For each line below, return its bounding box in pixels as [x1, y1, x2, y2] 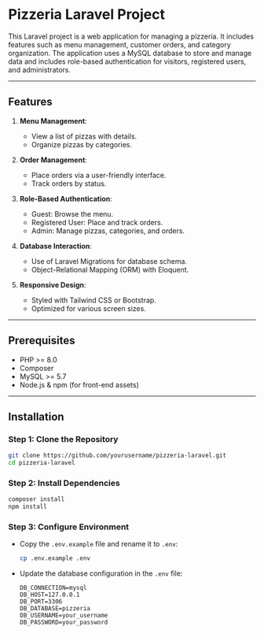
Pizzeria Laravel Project [8, 6, 166, 24]
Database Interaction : [19, 241, 93, 250]
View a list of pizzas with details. [31, 132, 137, 141]
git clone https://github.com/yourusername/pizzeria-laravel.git [8, 451, 226, 460]
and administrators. [8, 65, 71, 74]
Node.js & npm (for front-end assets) [19, 380, 140, 389]
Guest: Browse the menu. [31, 209, 114, 218]
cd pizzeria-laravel [8, 459, 76, 467]
